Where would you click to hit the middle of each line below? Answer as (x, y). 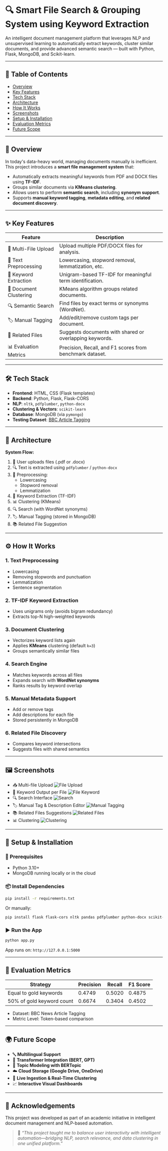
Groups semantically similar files (46, 651)
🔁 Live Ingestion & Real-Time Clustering (54, 1078)
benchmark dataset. (83, 353)
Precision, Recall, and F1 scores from (103, 347)
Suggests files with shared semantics (51, 749)
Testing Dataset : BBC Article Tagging (51, 420)
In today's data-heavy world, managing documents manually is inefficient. (81, 161)
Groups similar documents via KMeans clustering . (64, 187)
